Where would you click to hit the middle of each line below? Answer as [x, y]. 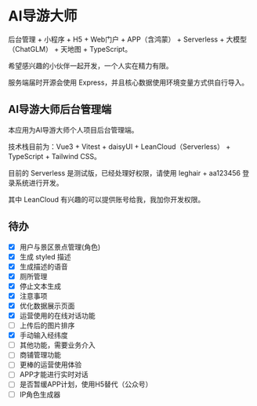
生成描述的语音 [43, 266]
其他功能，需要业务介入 [57, 345]
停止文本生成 [40, 286]
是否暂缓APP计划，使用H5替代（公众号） [86, 384]
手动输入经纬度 [43, 335]
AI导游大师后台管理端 [60, 109]
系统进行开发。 [39, 183]
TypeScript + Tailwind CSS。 [55, 156]
